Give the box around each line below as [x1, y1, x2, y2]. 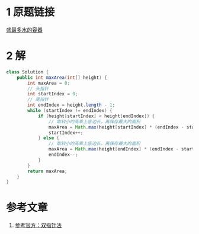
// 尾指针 [27, 97, 49, 102]
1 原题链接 [6, 5, 55, 19]
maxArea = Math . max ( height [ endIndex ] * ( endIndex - [48, 146, 179, 152]
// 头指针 [27, 85, 49, 92]
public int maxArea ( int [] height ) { [17, 75, 108, 81]
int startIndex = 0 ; [27, 91, 78, 97]
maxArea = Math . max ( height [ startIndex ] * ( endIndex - [48, 124, 184, 130]
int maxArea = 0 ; [27, 80, 70, 86]
